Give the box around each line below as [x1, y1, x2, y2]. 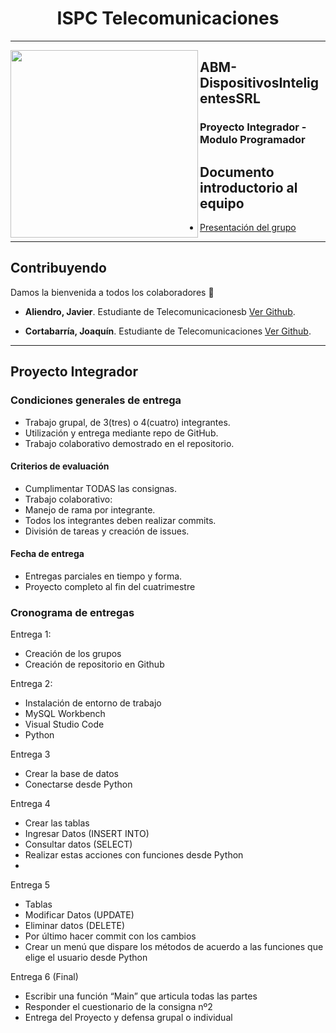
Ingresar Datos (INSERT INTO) [24, 828, 150, 840]
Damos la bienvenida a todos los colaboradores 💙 [10, 286, 215, 298]
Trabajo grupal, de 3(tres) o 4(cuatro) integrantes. [24, 416, 231, 428]
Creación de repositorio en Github [24, 658, 165, 671]
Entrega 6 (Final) [10, 971, 79, 983]
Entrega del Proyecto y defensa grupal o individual [24, 1012, 233, 1024]
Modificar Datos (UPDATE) [24, 909, 135, 921]
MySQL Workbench [24, 708, 106, 720]
